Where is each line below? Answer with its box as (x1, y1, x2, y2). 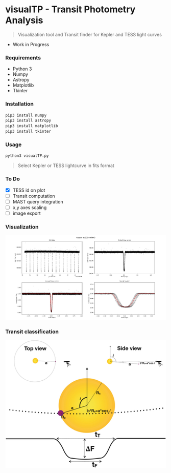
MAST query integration (12, 198, 63, 204)
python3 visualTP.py (5, 153, 50, 158)
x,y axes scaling (12, 204, 47, 211)
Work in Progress (12, 41, 50, 47)
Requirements (5, 54, 41, 61)
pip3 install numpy (5, 113, 47, 118)
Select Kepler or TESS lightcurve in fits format (17, 162, 115, 169)
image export (12, 210, 41, 216)
